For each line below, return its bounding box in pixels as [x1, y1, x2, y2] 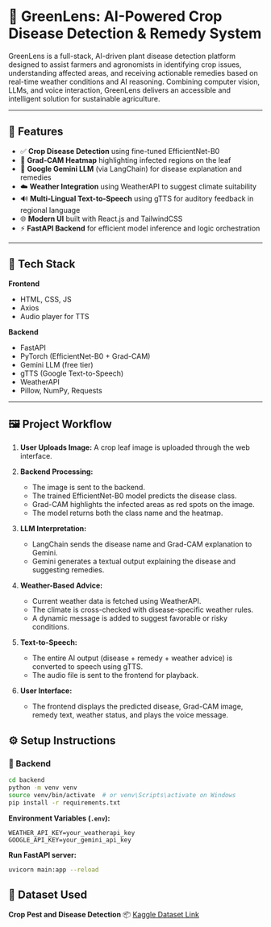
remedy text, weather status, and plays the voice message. [31, 710, 228, 720]
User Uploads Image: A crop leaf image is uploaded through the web [19, 443, 250, 452]
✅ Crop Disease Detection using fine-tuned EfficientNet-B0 [19, 146, 220, 156]
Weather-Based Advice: [19, 580, 103, 591]
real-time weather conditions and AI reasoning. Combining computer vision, [8, 77, 261, 86]
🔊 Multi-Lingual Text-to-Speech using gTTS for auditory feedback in [19, 193, 254, 203]
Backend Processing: [19, 467, 94, 476]
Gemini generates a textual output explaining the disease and [31, 556, 236, 567]
